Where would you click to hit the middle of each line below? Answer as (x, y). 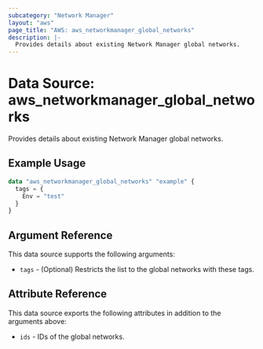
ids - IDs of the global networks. (72, 336)
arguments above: (37, 321)
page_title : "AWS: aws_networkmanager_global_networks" (101, 30)
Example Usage (47, 163)
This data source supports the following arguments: (91, 254)
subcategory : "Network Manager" (61, 15)
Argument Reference (60, 235)
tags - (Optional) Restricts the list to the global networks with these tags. (137, 270)
